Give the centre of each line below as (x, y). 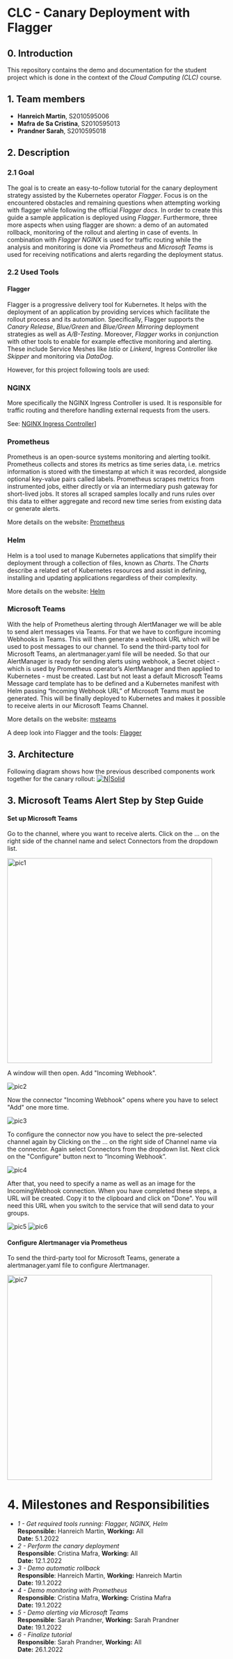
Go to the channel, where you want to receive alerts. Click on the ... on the (113, 834)
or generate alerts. (34, 509)
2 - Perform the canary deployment (68, 1546)
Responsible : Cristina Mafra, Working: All (77, 1553)
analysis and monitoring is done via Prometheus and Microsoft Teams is (110, 247)
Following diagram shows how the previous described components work (111, 771)
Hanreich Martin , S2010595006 (63, 116)
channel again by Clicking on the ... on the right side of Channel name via (112, 1142)
